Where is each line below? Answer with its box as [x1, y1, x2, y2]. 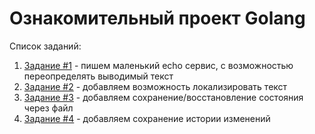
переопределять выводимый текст [23, 70, 174, 82]
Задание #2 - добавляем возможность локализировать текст [23, 80, 288, 92]
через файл [23, 102, 74, 114]
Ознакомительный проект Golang [9, 7, 306, 30]
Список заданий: [9, 40, 82, 52]
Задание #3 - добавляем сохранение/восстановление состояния [23, 91, 304, 103]
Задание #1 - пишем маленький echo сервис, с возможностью [23, 59, 294, 71]
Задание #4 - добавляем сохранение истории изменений [23, 112, 271, 124]
